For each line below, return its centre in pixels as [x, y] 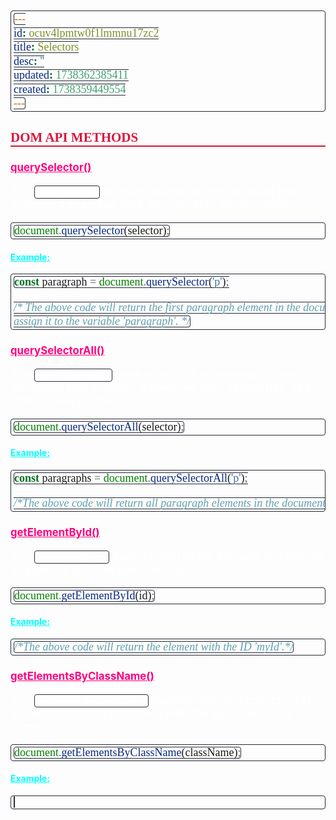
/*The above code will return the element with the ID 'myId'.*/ [154, 647]
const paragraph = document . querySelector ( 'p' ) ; [122, 282]
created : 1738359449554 [70, 89]
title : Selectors [46, 46]
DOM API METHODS [74, 137]
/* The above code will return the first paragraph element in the [157, 307]
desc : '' [29, 61]
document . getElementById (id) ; [84, 596]
